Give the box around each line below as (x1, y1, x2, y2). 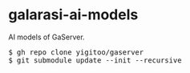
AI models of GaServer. (8, 32, 86, 42)
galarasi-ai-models (8, 6, 139, 24)
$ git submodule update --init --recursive (8, 55, 182, 65)
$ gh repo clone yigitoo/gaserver (8, 47, 144, 57)
